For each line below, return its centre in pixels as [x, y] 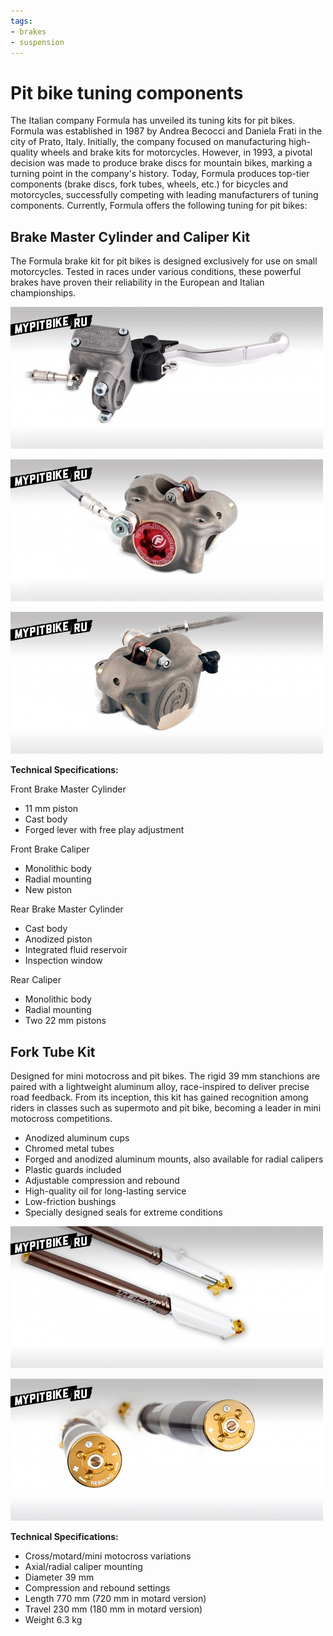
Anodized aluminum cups [77, 1137]
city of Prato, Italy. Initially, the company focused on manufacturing [148, 142]
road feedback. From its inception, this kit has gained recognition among [159, 1097]
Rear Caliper [36, 980]
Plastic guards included [73, 1169]
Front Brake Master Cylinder [68, 789]
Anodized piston [58, 939]
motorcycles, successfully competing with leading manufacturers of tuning [164, 195]
